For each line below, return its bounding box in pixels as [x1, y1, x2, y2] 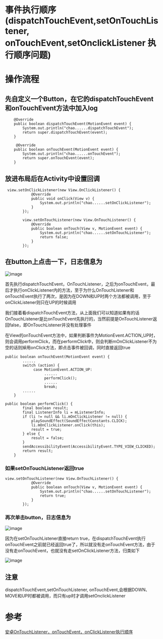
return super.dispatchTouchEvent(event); [22, 130, 108, 135]
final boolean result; [22, 405, 69, 410]
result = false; [31, 435, 64, 440]
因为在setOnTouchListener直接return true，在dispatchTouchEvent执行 [5, 535, 146, 541]
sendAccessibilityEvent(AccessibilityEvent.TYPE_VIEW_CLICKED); [22, 444, 156, 449]
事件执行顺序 [5, 4, 57, 16]
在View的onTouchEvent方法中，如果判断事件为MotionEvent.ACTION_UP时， [5, 332, 158, 338]
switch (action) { [22, 362, 60, 368]
